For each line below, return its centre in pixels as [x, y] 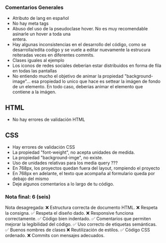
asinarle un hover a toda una [41, 34]
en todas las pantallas [34, 71]
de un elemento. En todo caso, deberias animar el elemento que [78, 87]
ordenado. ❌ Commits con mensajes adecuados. [55, 236]
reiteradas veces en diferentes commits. [53, 55]
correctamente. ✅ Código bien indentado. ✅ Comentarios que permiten [78, 219]
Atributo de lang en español [41, 18]
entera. [20, 39]
